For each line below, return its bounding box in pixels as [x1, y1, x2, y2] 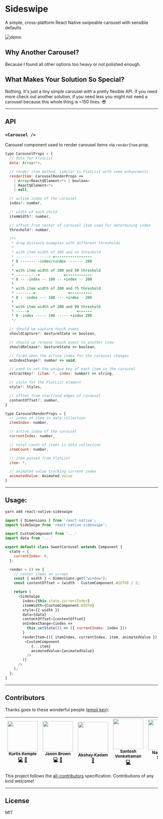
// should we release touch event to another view [9, 340, 114, 345]
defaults [5, 24, 22, 30]
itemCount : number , [9, 447, 49, 452]
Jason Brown [45, 751, 71, 757]
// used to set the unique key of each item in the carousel [9, 367, 136, 372]
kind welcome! [5, 778, 34, 784]
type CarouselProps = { [5, 151, 53, 157]
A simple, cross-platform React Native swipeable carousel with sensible [5, 20, 148, 25]
